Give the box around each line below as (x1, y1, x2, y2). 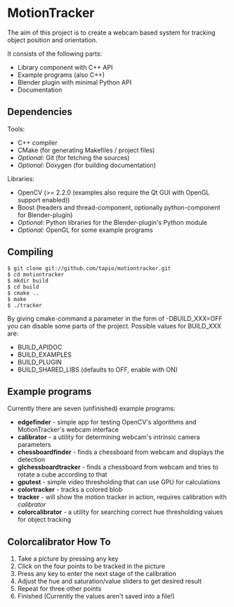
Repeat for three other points (17, 584, 102, 593)
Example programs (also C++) (17, 70, 105, 79)
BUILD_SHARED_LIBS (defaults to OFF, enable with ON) (17, 365, 178, 374)
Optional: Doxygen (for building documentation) (17, 161, 157, 169)
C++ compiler (17, 138, 58, 147)
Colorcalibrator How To (7, 536, 111, 548)
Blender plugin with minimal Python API (17, 78, 132, 86)
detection (17, 455, 46, 464)
